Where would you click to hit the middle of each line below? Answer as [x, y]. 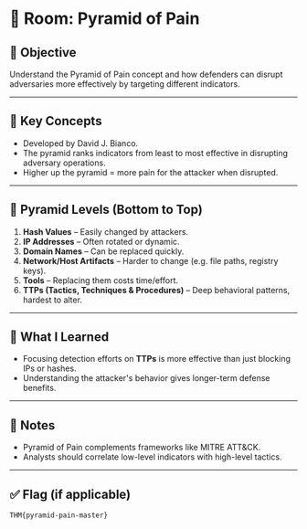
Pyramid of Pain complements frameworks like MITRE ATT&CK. [142, 448]
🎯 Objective [43, 53]
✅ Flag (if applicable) [70, 494]
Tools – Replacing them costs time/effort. [100, 280]
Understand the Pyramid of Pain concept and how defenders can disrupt [146, 74]
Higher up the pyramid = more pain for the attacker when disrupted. [150, 172]
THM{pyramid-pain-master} [58, 515]
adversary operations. [64, 163]
